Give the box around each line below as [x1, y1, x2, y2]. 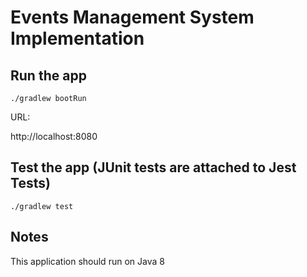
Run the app [10, 67, 87, 84]
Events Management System [10, 6, 255, 29]
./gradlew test [10, 201, 74, 211]
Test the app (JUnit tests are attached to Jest [10, 159, 297, 176]
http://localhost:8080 [10, 131, 98, 142]
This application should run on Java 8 [10, 255, 165, 267]
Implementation [10, 27, 145, 50]
